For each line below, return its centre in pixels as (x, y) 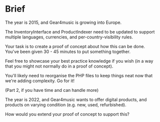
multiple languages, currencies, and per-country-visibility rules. (69, 37)
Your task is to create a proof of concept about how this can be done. (75, 46)
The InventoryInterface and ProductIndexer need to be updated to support (80, 32)
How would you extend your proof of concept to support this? (67, 114)
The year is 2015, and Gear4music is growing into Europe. (63, 22)
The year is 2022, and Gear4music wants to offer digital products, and (76, 99)
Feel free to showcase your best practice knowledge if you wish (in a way (79, 61)
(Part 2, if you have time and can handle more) (52, 90)
